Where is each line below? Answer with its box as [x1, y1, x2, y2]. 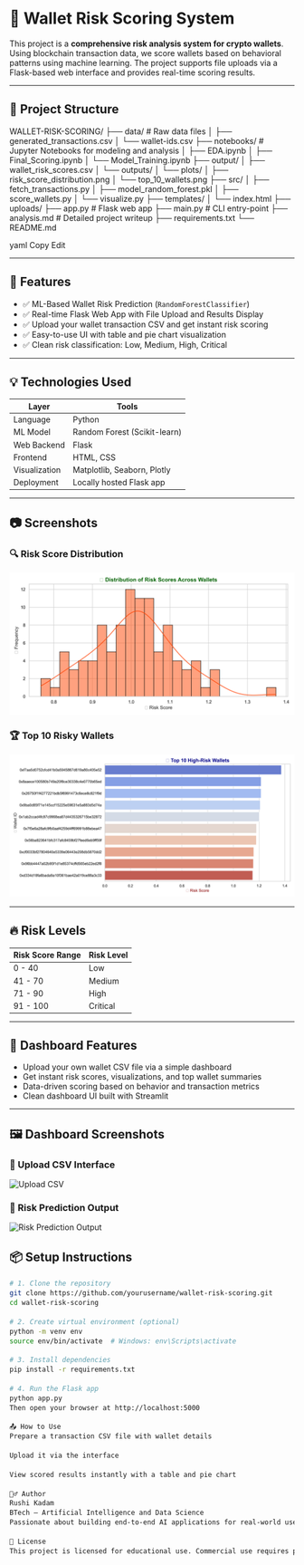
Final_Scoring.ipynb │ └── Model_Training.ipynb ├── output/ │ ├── [9, 154, 265, 166]
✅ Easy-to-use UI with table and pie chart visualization [22, 329, 227, 340]
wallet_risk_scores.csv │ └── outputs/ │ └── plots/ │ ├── [9, 164, 229, 175]
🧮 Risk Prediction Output [9, 1202, 119, 1215]
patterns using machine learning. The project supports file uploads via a [9, 57, 278, 68]
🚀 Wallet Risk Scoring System [9, 8, 235, 29]
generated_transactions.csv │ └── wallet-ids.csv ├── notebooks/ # [9, 135, 264, 146]
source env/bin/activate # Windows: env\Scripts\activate [9, 1336, 237, 1346]
